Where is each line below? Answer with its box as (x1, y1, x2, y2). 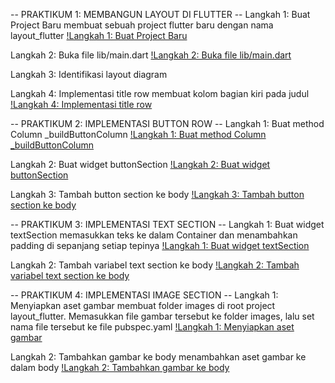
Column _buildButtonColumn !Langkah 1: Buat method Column (10, 129, 267, 140)
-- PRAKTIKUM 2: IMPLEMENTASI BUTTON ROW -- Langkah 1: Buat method (10, 118, 325, 129)
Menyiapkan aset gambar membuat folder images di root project (10, 300, 276, 311)
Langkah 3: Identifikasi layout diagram (10, 69, 168, 80)
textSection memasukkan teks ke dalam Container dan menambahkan (10, 229, 298, 241)
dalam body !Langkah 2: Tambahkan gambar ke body (10, 362, 230, 373)
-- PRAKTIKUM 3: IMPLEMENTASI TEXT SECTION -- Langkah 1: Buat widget (10, 219, 325, 230)
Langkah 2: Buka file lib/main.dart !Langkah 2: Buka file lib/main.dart (10, 49, 292, 61)
